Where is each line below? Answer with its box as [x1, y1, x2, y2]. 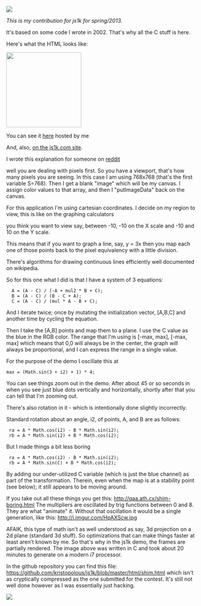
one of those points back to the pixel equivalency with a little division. [6, 247, 178, 254]
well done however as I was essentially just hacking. [6, 582, 135, 589]
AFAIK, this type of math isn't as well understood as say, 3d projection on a [6, 526, 191, 533]
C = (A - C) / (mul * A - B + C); [11, 298, 98, 304]
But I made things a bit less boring [6, 443, 91, 450]
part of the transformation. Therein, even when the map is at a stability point [6, 477, 195, 484]
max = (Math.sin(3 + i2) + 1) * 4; [6, 369, 95, 375]
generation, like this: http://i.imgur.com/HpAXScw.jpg [6, 514, 137, 521]
